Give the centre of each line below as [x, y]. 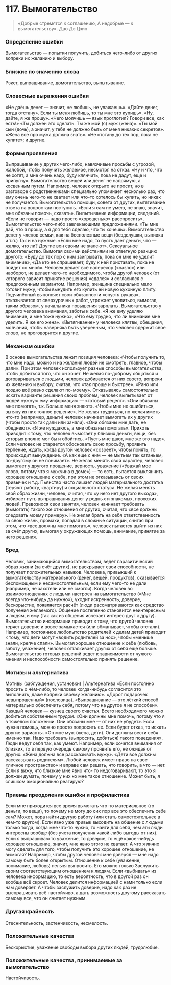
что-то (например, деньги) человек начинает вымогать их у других [79, 417]
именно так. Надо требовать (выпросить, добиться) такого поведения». [84, 738]
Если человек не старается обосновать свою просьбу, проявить [76, 444]
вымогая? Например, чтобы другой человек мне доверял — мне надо [82, 855]
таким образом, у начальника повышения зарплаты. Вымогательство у [83, 306]
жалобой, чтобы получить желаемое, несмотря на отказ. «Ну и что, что [84, 170]
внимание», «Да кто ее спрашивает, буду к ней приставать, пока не [80, 262]
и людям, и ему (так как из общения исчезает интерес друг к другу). [81, 615]
